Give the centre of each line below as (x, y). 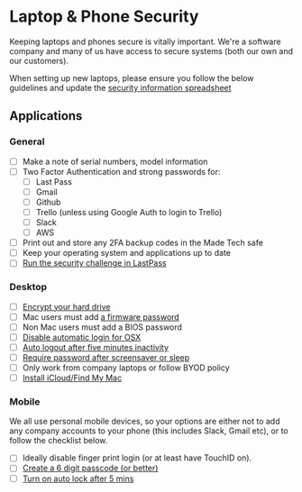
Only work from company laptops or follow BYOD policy (126, 368)
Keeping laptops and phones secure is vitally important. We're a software (145, 41)
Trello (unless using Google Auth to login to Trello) (129, 212)
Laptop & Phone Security (104, 17)
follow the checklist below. (59, 441)
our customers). (39, 60)
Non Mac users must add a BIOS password (102, 327)
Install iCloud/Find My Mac (72, 378)
